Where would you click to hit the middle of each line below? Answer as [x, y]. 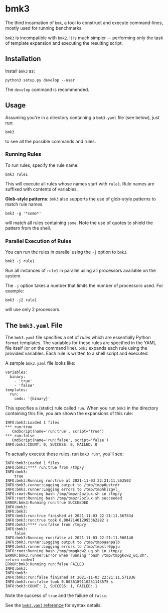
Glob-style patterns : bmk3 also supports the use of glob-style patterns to [81, 198]
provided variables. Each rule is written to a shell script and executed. [77, 353]
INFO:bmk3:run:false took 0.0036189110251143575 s [59, 582]
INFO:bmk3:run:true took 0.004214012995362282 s [57, 520]
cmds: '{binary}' [32, 398]
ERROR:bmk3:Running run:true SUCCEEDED [47, 502]
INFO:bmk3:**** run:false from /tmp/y [46, 525]
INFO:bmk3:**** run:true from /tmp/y [45, 467]
